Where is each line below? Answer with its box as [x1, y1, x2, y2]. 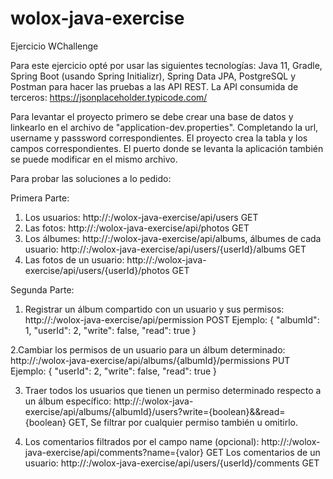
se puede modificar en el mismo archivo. [10, 153, 178, 165]
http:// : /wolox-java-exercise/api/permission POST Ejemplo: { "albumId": [24, 313, 320, 326]
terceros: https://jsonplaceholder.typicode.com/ [10, 91, 208, 103]
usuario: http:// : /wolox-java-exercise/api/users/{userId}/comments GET [24, 457, 320, 469]
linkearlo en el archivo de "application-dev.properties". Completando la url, [10, 121, 319, 133]
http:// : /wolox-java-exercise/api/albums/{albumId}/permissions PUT [10, 354, 291, 366]
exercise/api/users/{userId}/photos [24, 264, 170, 276]
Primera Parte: [10, 192, 70, 204]
